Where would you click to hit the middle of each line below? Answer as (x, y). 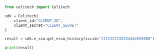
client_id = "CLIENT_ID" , (38, 21)
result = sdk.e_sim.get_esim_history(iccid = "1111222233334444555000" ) (80, 39)
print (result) (19, 48)
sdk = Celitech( (21, 16)
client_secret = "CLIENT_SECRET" (46, 25)
